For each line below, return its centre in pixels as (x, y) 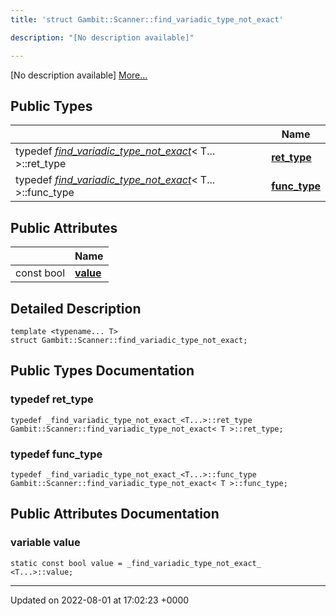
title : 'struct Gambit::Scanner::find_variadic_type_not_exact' (147, 19)
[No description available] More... (79, 75)
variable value (45, 543)
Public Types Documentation (102, 371)
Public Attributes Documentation (115, 514)
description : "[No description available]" (102, 37)
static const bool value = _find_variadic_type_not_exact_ (136, 563)
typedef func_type (56, 454)
